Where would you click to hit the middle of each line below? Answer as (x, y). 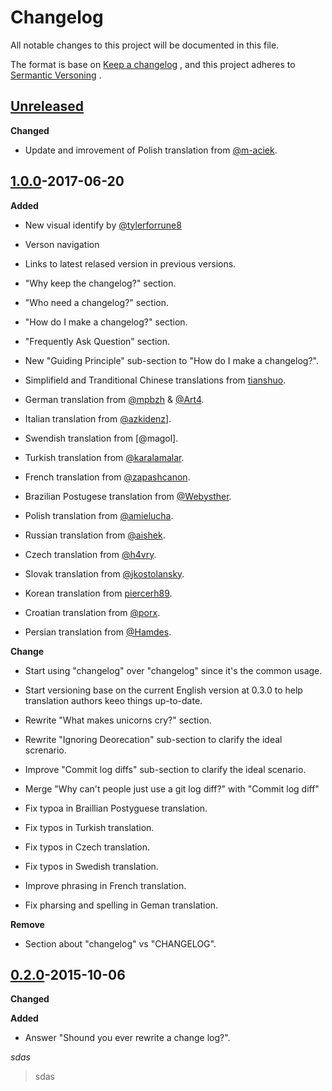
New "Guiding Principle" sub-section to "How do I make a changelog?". (171, 360)
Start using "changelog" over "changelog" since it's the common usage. (173, 670)
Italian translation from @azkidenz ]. (98, 418)
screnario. (45, 750)
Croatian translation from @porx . (92, 612)
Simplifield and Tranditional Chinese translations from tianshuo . (155, 380)
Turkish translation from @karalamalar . (104, 457)
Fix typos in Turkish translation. (89, 827)
